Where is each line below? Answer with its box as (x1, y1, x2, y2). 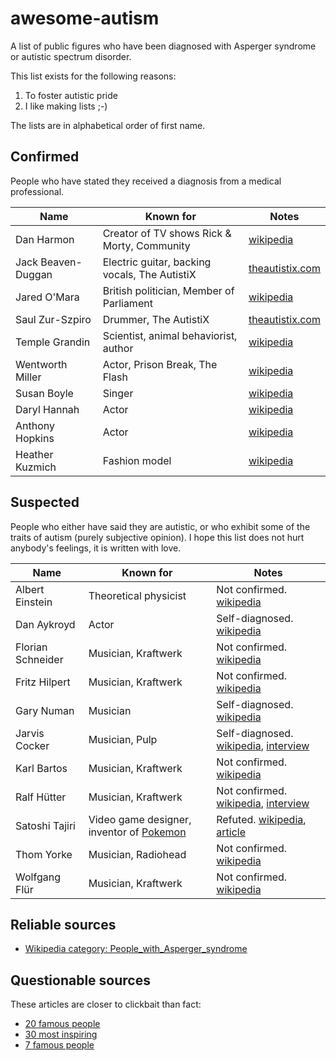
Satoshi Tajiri (15, 818, 76, 832)
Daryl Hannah (15, 402, 80, 416)
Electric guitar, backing (102, 255, 212, 269)
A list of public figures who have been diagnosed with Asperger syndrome (10, 40, 317, 52)
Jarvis (15, 726, 45, 740)
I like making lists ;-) (24, 100, 108, 112)
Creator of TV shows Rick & (102, 226, 232, 240)
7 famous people (24, 1039, 95, 1051)
